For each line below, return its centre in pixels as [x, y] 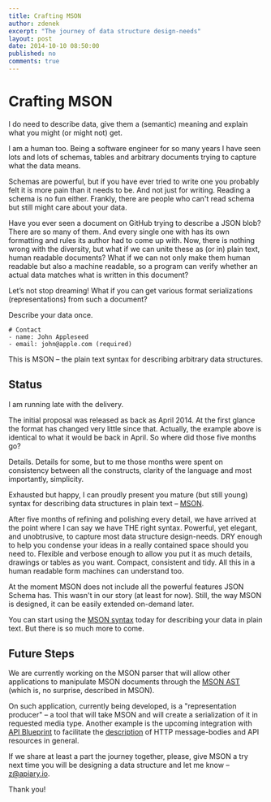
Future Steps [41, 654]
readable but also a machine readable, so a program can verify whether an [133, 266]
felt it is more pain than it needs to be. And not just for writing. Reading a [129, 190]
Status [26, 385]
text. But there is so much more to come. [76, 628]
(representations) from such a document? [78, 299]
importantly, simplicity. [46, 479]
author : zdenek [34, 24]
